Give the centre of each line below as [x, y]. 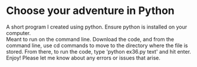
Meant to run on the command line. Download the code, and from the [90, 39]
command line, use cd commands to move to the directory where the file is [97, 45]
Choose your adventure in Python [91, 11]
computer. [19, 33]
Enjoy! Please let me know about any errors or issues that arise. [83, 58]
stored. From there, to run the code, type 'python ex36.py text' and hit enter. [99, 51]
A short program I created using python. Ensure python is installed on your [97, 27]
